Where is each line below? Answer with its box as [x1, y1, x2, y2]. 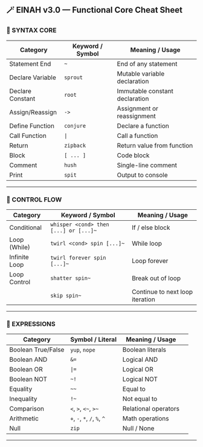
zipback [64, 142, 86, 149]
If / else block [132, 223, 170, 232]
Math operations [122, 414, 169, 423]
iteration [132, 295, 155, 304]
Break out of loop [132, 274, 181, 282]
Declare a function [117, 122, 169, 130]
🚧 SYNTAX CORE [6, 26, 57, 34]
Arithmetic [9, 414, 39, 423]
